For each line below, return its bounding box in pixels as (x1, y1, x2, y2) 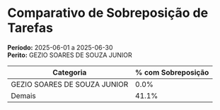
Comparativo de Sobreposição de (7, 5, 209, 21)
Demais (11, 90, 37, 100)
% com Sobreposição (135, 67, 209, 77)
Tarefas (7, 20, 53, 36)
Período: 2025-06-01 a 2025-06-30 (7, 43, 113, 51)
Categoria (52, 67, 87, 77)
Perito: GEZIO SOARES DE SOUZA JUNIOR (7, 51, 132, 59)
